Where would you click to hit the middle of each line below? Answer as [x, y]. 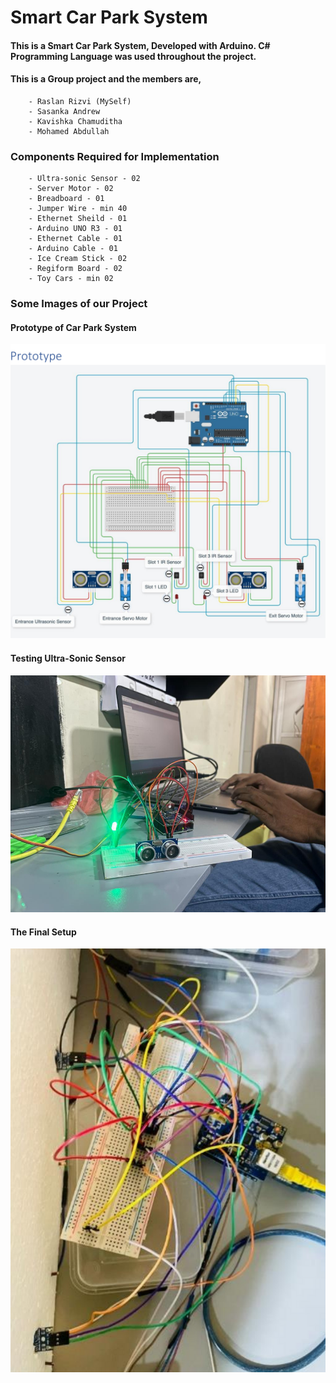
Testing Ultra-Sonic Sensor [68, 658]
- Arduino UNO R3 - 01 [75, 229]
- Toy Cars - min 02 [71, 279]
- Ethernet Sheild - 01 [78, 219]
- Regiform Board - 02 [75, 269]
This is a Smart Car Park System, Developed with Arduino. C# [140, 45]
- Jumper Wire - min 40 [78, 209]
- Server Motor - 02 [71, 189]
